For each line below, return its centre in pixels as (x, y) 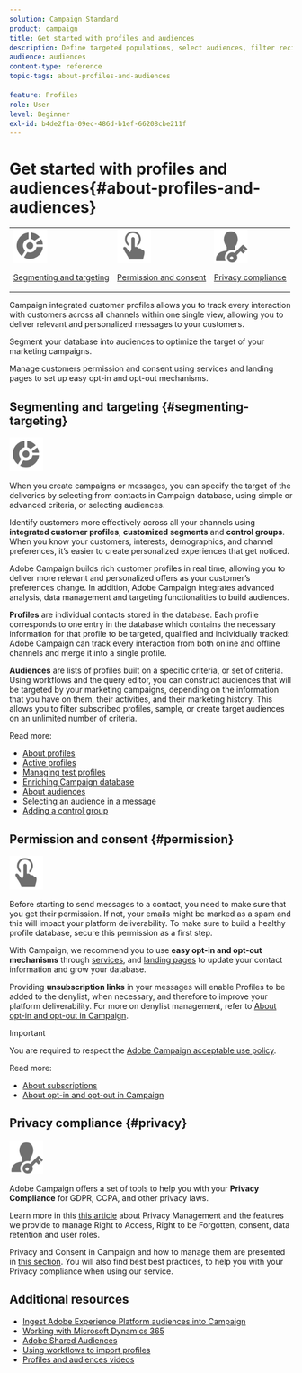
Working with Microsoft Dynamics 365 (93, 1331)
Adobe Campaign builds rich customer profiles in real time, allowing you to (147, 568)
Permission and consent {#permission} (122, 839)
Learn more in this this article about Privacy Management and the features (147, 1215)
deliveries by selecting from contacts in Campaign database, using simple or (151, 496)
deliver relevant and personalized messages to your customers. (127, 324)
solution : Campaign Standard (64, 19)
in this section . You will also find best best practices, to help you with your (147, 1261)
